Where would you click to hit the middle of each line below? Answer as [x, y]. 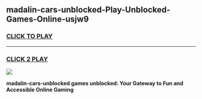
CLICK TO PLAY [29, 37]
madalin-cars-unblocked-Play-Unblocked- [88, 10]
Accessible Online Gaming [40, 89]
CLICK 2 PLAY [27, 59]
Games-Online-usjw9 [47, 19]
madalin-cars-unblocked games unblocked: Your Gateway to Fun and [95, 83]
